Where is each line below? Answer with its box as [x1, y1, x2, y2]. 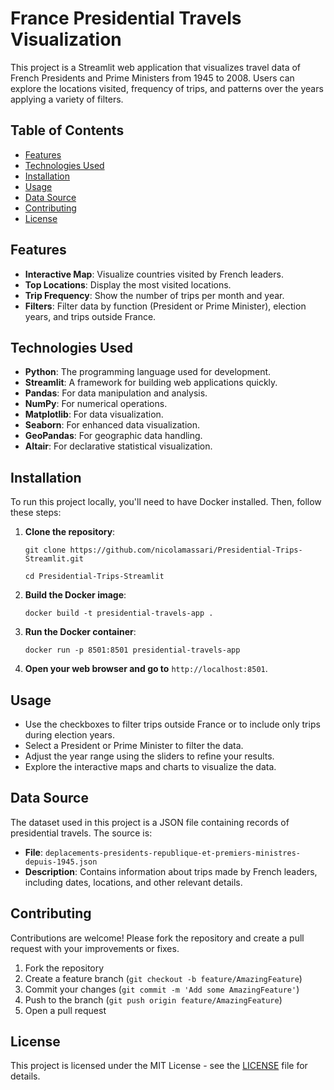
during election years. [24, 729, 115, 741]
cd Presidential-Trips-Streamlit [24, 572, 165, 582]
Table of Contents [10, 122, 125, 139]
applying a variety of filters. [10, 93, 124, 105]
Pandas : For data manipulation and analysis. [24, 387, 208, 399]
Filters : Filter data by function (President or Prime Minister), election [24, 300, 307, 312]
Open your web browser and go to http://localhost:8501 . [24, 663, 268, 675]
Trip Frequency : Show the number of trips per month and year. [24, 289, 285, 301]
